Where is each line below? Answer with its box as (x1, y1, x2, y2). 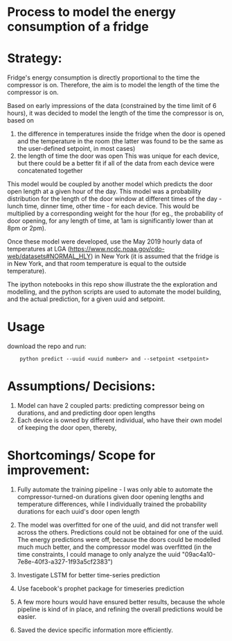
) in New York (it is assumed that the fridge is (90, 252, 220, 260)
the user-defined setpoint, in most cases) (17, 145, 136, 153)
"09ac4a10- (181, 550, 216, 558)
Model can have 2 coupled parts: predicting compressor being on (17, 401, 205, 409)
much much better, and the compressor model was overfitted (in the (17, 543, 213, 551)
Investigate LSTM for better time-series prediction (17, 570, 161, 579)
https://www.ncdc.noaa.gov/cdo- (69, 245, 165, 253)
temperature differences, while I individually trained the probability (17, 500, 207, 508)
